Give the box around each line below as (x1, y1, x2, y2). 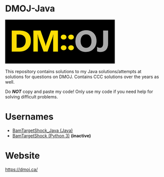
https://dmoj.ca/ (5, 166, 38, 172)
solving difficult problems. (5, 93, 58, 99)
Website (5, 150, 40, 161)
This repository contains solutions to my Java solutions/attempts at (5, 68, 142, 74)
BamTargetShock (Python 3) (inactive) (12, 133, 91, 138)
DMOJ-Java (5, 3, 55, 14)
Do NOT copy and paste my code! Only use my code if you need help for (5, 88, 153, 94)
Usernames (5, 111, 54, 123)
